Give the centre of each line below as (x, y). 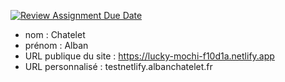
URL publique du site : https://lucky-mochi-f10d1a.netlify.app (149, 56)
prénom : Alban (56, 45)
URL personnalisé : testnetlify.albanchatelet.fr (118, 66)
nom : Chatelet (55, 34)
